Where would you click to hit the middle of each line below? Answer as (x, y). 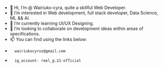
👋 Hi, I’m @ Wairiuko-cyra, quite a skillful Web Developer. (68, 8)
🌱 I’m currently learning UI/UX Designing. (52, 23)
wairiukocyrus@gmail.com (40, 51)
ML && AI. (20, 18)
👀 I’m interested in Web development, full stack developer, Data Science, (84, 13)
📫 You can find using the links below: (49, 39)
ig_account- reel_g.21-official (48, 61)
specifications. (25, 34)
